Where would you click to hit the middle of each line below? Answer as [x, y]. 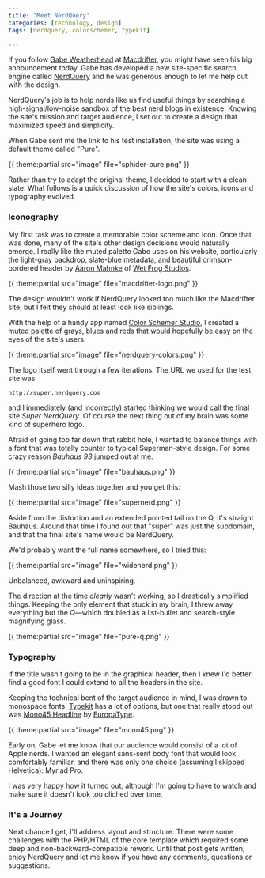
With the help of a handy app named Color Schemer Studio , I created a [124, 322]
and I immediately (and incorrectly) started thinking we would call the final [129, 407]
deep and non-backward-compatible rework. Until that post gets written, [127, 849]
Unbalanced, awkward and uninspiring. [72, 580]
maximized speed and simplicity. [61, 125]
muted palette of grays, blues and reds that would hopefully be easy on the [131, 331]
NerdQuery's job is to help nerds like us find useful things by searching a [127, 100]
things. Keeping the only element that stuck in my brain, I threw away [121, 604]
